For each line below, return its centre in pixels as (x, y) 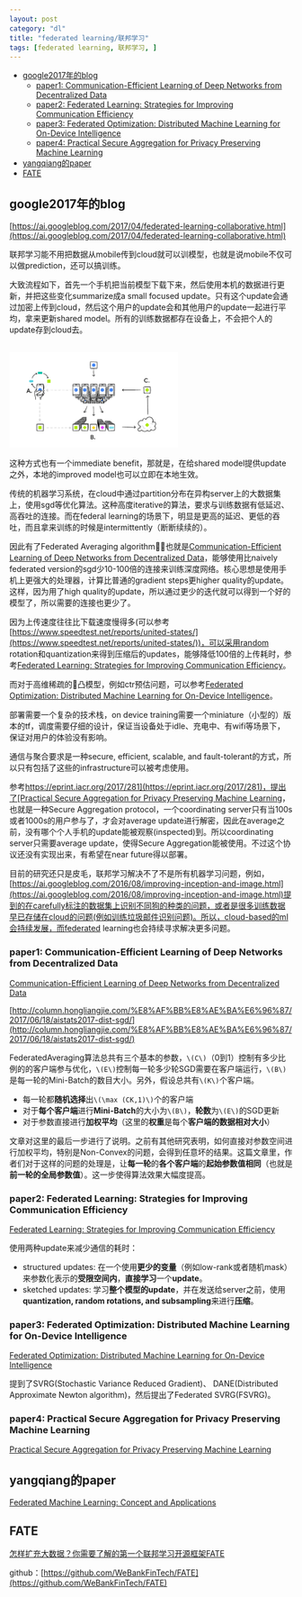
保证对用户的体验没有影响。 (61, 738)
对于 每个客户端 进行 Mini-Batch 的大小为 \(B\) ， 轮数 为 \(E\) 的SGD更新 (151, 1110)
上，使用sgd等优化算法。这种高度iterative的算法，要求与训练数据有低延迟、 (149, 505)
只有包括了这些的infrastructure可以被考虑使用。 (105, 768)
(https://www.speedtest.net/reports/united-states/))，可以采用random (139, 643)
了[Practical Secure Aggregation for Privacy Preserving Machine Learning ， (150, 798)
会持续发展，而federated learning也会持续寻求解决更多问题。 (122, 929)
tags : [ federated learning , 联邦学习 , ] (83, 48)
